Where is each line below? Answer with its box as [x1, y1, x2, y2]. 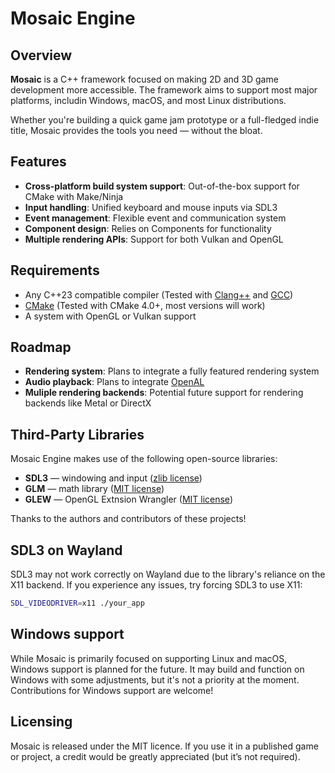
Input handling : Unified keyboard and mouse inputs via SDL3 [24, 201, 278, 213]
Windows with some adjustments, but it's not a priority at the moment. [10, 673, 300, 686]
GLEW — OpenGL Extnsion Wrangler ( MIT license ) [24, 493, 233, 506]
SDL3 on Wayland [10, 542, 123, 559]
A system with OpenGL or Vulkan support [24, 310, 197, 322]
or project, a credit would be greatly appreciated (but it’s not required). [10, 750, 301, 762]
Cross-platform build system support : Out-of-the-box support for [24, 180, 300, 192]
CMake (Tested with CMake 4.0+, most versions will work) [24, 299, 266, 311]
